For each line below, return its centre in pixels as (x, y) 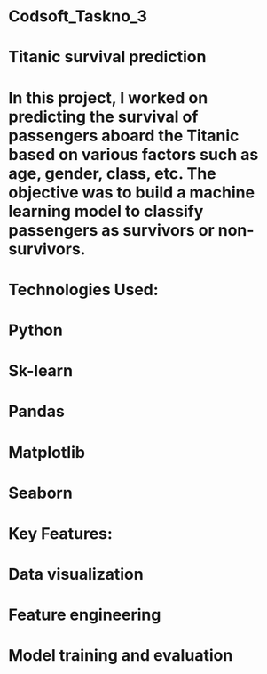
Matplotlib (47, 452)
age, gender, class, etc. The (112, 173)
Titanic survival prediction (107, 57)
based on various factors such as (133, 154)
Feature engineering (85, 615)
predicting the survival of (103, 116)
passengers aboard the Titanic (124, 136)
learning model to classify (106, 211)
